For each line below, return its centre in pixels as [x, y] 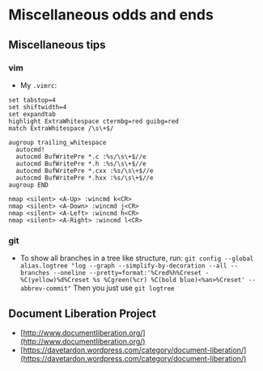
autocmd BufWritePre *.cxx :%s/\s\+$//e [85, 171]
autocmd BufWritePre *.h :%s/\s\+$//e [81, 163]
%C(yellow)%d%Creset [55, 280]
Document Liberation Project [82, 313]
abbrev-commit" [46, 289]
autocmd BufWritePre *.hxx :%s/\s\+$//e [85, 178]
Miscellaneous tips [57, 45]
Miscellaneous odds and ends [111, 15]
